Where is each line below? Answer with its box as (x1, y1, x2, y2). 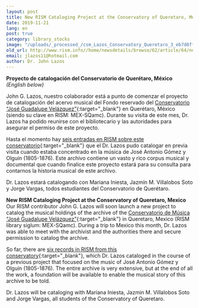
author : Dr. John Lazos (6, 58, 65, 64)
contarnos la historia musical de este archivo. (6, 167, 117, 174)
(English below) (6, 81, 44, 88)
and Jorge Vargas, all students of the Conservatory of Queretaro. (6, 295, 165, 302)
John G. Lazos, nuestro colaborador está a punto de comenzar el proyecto (6, 93, 188, 100)
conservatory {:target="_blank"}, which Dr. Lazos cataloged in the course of (6, 252, 191, 259)
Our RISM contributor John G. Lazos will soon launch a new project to (6, 202, 176, 209)
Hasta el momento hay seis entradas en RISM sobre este (6, 135, 145, 142)
